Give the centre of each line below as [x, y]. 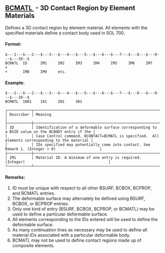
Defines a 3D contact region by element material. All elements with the [76, 28]
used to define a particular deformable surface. [60, 214]
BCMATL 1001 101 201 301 [44, 102]
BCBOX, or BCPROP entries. [41, 204]
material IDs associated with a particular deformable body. [71, 235]
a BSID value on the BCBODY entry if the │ [50, 132]
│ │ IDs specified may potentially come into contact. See [78, 145]
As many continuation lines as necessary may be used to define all [80, 230]
